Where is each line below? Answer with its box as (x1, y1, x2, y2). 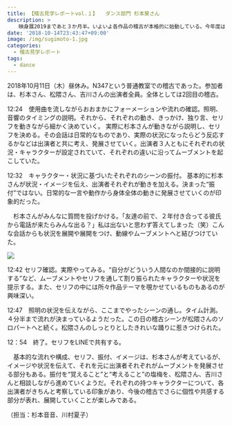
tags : (7, 55, 23, 62)
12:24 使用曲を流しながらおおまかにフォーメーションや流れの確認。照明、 (7, 104, 222, 113)
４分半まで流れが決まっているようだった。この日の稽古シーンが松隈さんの (7, 314, 219, 323)
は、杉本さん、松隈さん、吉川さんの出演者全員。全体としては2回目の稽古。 (7, 90, 222, 98)
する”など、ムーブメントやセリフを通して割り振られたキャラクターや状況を (7, 274, 221, 282)
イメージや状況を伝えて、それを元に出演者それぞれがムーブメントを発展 (7, 361, 212, 370)
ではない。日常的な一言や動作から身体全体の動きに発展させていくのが (16, 188, 216, 197)
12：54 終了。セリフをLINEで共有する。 (7, 338, 126, 346)
